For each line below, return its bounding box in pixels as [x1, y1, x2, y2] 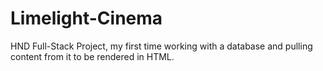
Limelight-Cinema [10, 7, 163, 30]
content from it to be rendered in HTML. [10, 50, 175, 62]
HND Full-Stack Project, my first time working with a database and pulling [10, 40, 313, 52]
